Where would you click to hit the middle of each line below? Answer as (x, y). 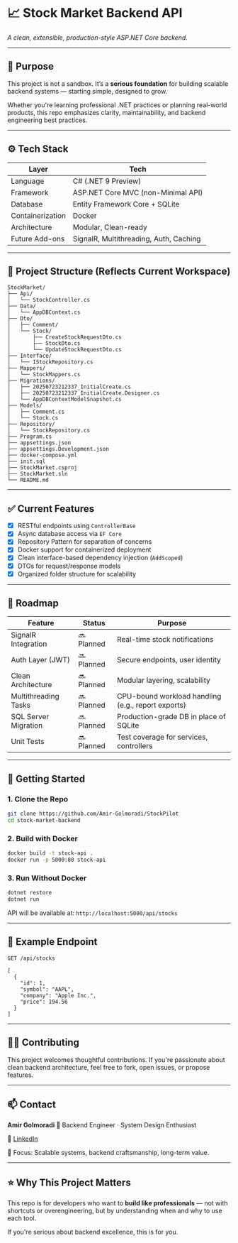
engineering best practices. (47, 120)
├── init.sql (27, 461)
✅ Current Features (51, 509)
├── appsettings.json (39, 443)
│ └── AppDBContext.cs (44, 312)
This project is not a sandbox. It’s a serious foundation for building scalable (118, 83)
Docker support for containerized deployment (84, 549)
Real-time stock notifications (165, 640)
